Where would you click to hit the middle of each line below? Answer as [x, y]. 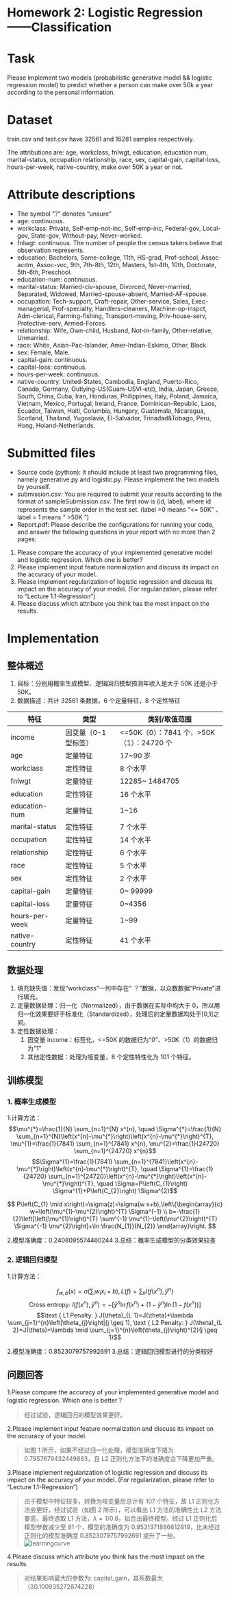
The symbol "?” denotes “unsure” [64, 214]
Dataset [30, 120]
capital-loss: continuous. [52, 367]
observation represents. [51, 250]
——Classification [59, 27]
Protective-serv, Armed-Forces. [62, 323]
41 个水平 [136, 940]
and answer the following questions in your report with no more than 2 [116, 532]
